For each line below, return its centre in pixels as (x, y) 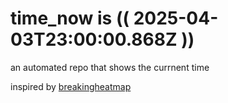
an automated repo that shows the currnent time (110, 67)
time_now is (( (70, 18)
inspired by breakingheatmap (71, 86)
